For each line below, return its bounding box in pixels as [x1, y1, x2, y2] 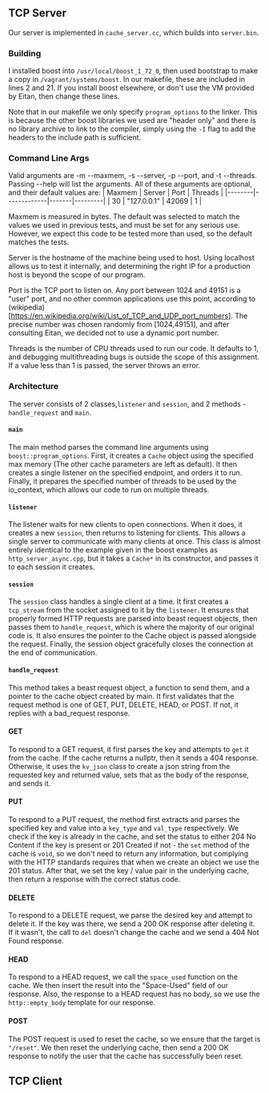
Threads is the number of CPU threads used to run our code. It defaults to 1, [8, 344, 259, 354]
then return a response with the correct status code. [8, 874, 181, 884]
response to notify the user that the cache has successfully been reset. [8, 1050, 243, 1061]
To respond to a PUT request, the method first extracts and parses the [8, 814, 240, 824]
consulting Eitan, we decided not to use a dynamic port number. [8, 328, 219, 338]
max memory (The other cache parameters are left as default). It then [8, 459, 238, 468]
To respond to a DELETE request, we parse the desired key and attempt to [8, 910, 253, 921]
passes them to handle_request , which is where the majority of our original [8, 622, 255, 632]
